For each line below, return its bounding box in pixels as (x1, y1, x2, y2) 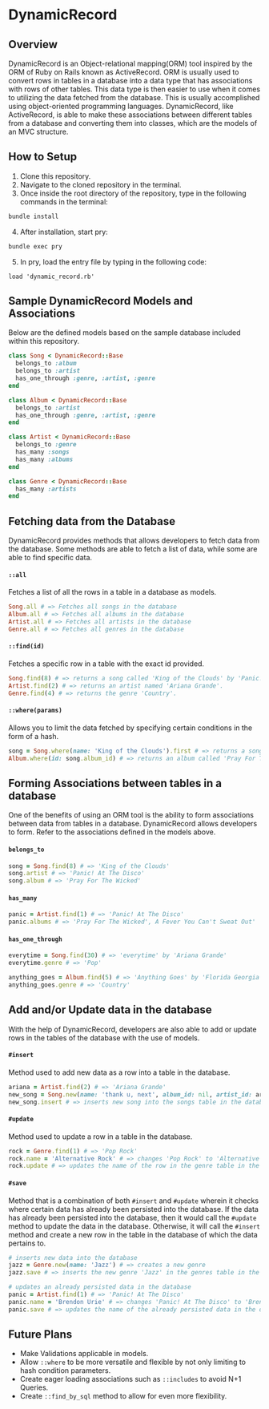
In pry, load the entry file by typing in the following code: (19, 256, 207, 266)
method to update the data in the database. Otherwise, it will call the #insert (8, 1221, 260, 1231)
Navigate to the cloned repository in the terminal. (19, 180, 182, 189)
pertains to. (8, 1238, 46, 1248)
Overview (8, 38, 58, 51)
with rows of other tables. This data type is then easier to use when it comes (8, 84, 261, 94)
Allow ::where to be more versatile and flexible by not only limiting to (19, 1357, 247, 1367)
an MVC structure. (8, 127, 69, 136)
